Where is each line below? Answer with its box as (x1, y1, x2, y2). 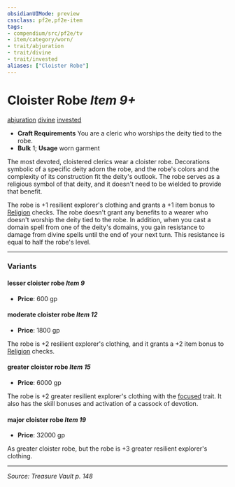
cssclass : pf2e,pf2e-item (7, 17, 83, 24)
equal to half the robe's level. (7, 238, 91, 246)
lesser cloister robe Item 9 (7, 279, 85, 287)
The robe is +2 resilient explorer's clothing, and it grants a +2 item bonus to (7, 340, 225, 348)
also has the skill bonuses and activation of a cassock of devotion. (7, 400, 199, 408)
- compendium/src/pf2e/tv (7, 29, 83, 37)
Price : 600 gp (17, 294, 58, 303)
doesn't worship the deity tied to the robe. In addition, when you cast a (7, 215, 211, 224)
